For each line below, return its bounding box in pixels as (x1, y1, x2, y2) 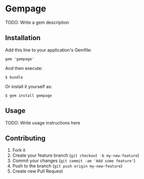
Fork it (12, 147, 26, 153)
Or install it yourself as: (5, 83, 52, 89)
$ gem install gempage (5, 93, 52, 98)
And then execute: (5, 65, 43, 71)
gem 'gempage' (5, 57, 35, 61)
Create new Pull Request (12, 168, 63, 174)
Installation (5, 34, 41, 42)
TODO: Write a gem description (5, 19, 70, 25)
